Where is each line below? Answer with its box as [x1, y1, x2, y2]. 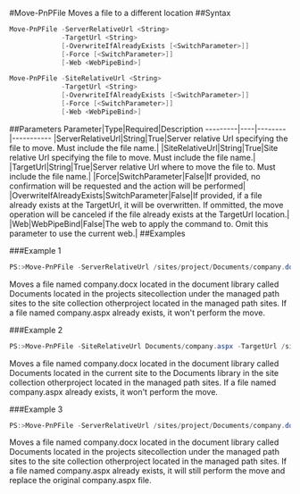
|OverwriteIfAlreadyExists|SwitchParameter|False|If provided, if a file [9, 189, 262, 200]
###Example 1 [9, 245, 62, 255]
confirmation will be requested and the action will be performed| [9, 180, 246, 191]
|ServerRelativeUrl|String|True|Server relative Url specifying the [53, 133, 288, 144]
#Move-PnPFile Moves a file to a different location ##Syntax [9, 8, 231, 18]
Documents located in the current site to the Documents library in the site [9, 367, 279, 378]
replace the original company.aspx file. [9, 475, 152, 486]
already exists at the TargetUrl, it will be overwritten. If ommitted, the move [9, 199, 284, 210]
